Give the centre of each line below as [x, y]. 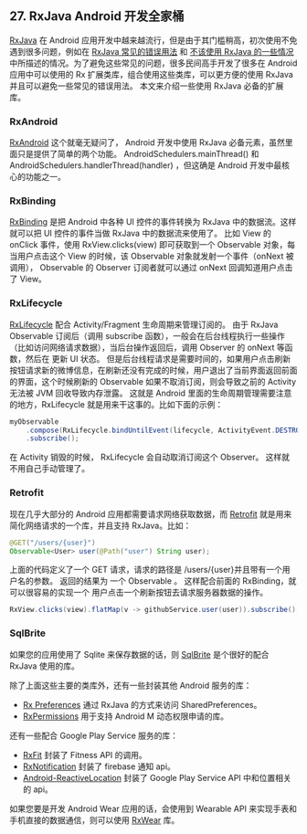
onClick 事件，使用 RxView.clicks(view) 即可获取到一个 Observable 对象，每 [152, 245]
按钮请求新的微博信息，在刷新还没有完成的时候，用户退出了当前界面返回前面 [153, 370]
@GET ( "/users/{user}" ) [53, 543]
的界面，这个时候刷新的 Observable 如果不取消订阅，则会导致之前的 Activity [153, 381]
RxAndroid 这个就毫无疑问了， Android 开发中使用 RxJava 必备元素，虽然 [148, 143]
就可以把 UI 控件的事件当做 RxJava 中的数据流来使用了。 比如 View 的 [141, 233]
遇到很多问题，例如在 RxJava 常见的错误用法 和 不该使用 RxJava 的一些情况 [152, 51]
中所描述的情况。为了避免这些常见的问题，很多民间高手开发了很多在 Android [153, 63]
